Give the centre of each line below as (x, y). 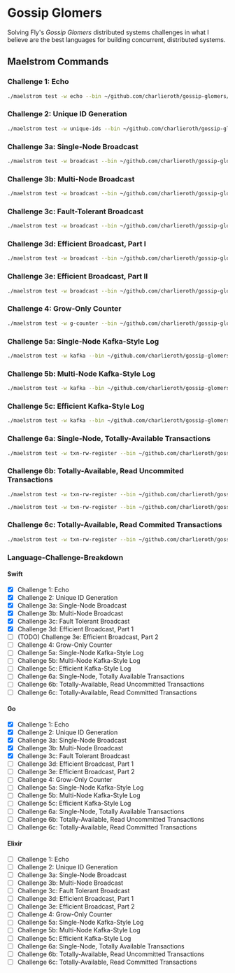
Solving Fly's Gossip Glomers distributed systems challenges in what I (108, 32)
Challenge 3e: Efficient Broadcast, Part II (78, 276)
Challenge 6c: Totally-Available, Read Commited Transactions (115, 525)
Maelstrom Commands (58, 62)
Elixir (15, 843)
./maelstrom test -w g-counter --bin (62, 323)
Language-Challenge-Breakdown (65, 557)
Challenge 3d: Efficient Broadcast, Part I (77, 244)
